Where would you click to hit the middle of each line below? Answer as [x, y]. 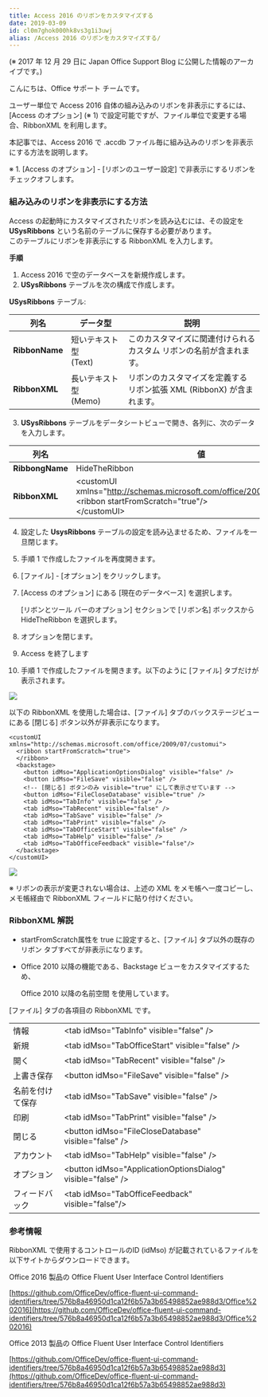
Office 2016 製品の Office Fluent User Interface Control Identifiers [117, 1277]
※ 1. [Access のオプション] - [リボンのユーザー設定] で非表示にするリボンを [132, 169]
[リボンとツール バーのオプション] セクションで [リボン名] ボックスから [138, 609]
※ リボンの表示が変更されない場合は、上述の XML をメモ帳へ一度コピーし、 [133, 888]
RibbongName [41, 468]
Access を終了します [55, 653]
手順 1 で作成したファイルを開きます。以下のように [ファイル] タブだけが [140, 670]
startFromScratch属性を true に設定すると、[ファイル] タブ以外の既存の [138, 939]
